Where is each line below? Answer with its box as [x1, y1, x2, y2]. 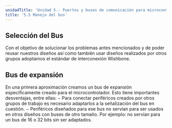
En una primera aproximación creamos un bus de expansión [5, 84, 132, 90]
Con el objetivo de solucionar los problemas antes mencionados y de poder [5, 45, 165, 51]
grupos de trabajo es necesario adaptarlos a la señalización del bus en [5, 100, 155, 106]
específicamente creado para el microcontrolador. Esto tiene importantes [5, 90, 160, 96]
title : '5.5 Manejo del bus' [5, 12, 68, 17]
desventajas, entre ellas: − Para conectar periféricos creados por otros [5, 95, 155, 101]
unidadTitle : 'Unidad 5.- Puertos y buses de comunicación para [5, 7, 145, 13]
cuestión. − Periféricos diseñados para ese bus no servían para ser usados [5, 106, 164, 112]
